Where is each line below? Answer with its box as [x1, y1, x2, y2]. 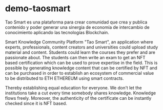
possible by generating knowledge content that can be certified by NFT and [5, 65, 158, 71]
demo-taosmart [5, 3, 71, 14]
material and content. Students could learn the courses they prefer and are [5, 49, 155, 55]
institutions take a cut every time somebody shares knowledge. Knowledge [5, 90, 156, 96]
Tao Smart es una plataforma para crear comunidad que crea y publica [5, 19, 147, 25]
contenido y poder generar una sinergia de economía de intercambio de [5, 24, 150, 30]
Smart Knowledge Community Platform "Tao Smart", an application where [5, 39, 154, 44]
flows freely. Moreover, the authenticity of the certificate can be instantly [5, 95, 152, 101]
